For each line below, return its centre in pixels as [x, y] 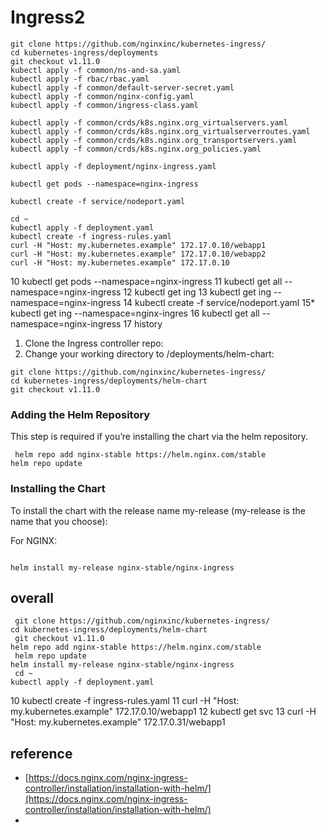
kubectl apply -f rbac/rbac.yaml [80, 79]
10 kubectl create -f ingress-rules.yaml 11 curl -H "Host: [125, 701]
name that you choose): [59, 521]
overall [32, 597]
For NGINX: [34, 540]
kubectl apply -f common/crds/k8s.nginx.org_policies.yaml [136, 149]
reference [41, 753]
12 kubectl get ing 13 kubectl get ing [197, 292]
